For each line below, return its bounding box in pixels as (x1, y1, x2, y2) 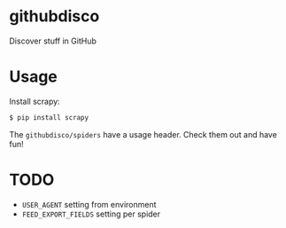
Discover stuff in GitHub (9, 35, 97, 46)
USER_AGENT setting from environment (21, 199, 157, 209)
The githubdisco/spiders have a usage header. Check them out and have (9, 129, 277, 139)
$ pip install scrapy (9, 113, 89, 122)
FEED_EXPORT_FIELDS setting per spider (21, 208, 161, 219)
